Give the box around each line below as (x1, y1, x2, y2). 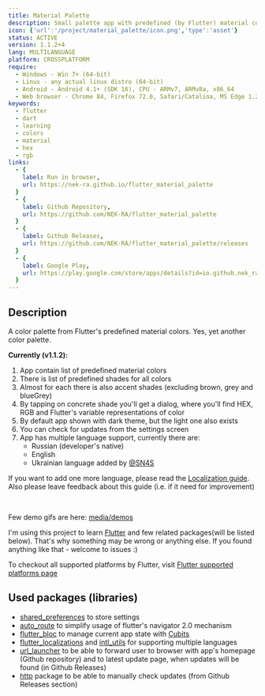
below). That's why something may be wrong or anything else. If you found (8, 535, 252, 546)
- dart (15, 115, 37, 123)
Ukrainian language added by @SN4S (31, 458, 155, 467)
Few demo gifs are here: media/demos (8, 512, 134, 522)
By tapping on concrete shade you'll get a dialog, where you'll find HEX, (19, 399, 254, 408)
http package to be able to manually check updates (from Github (19, 671, 230, 680)
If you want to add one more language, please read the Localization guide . (8, 473, 250, 482)
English (31, 449, 56, 459)
